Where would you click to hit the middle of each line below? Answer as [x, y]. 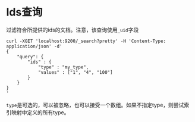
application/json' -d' [34, 46]
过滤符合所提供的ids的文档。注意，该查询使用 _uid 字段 [72, 30]
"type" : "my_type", [63, 67]
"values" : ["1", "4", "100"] [75, 72]
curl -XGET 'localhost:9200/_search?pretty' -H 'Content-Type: [86, 41]
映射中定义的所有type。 [40, 112]
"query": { [30, 57]
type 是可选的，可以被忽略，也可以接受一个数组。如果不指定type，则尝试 [95, 105]
